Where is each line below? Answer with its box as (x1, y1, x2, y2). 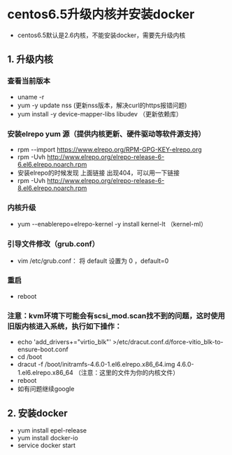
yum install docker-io (17, 433, 78, 442)
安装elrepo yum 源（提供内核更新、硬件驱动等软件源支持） (7, 129, 206, 139)
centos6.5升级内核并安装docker (7, 6, 195, 22)
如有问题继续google (17, 385, 75, 393)
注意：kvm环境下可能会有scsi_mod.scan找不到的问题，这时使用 (7, 311, 225, 320)
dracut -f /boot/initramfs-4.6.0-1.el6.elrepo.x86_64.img (17, 360, 175, 369)
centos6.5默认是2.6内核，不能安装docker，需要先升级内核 (17, 31, 186, 39)
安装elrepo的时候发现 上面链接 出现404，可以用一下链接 (17, 168, 180, 177)
